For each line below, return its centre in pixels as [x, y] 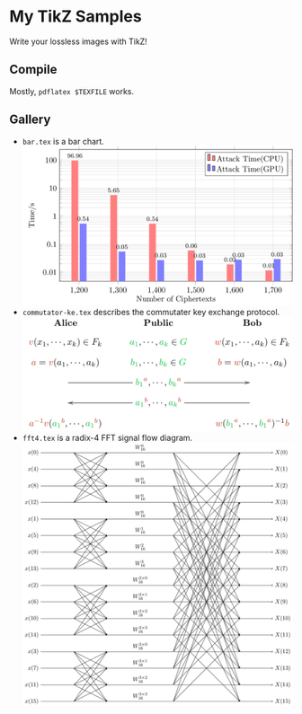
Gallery [30, 120]
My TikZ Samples [75, 17]
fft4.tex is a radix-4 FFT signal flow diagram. [107, 438]
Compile [33, 70]
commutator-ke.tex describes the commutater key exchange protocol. [151, 313]
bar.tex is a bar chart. [63, 141]
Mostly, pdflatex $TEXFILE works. [72, 91]
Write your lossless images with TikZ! [79, 41]
